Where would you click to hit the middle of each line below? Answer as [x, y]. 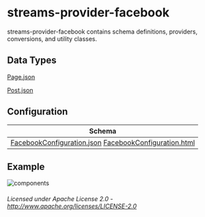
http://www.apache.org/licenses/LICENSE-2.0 [72, 206]
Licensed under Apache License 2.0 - [60, 199]
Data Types [32, 61]
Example [26, 167]
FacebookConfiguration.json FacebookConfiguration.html [103, 142]
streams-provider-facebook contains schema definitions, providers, [102, 31]
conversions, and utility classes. [52, 38]
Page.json [21, 77]
